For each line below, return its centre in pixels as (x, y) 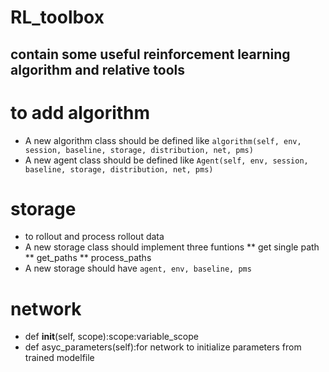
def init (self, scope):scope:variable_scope (111, 337)
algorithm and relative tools (97, 69)
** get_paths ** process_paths (88, 258)
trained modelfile (59, 358)
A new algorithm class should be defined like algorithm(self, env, (163, 140)
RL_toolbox (57, 17)
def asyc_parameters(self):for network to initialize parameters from (163, 347)
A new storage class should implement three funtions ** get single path (172, 247)
